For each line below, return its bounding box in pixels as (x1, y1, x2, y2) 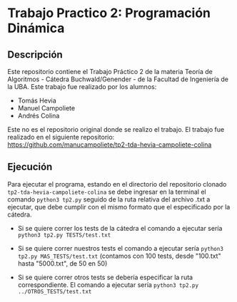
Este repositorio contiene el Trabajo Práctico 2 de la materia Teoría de (7, 68, 213, 75)
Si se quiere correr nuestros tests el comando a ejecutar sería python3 (17, 244, 223, 252)
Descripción (7, 48, 63, 61)
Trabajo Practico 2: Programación (7, 5, 211, 21)
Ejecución (7, 161, 53, 173)
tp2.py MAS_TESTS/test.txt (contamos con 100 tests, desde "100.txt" (17, 251, 221, 260)
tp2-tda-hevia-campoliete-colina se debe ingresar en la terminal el (7, 187, 206, 196)
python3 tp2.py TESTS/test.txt (17, 231, 111, 239)
